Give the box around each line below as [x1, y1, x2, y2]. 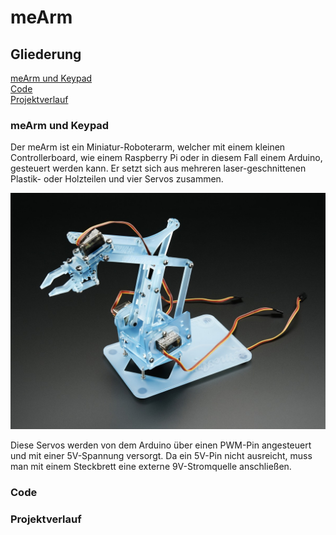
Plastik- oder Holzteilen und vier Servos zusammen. [10, 173, 224, 185]
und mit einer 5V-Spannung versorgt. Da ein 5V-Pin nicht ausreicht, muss [10, 450, 313, 462]
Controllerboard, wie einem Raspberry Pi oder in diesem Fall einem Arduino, [10, 152, 323, 164]
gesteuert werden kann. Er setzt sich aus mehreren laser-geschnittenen [10, 162, 307, 175]
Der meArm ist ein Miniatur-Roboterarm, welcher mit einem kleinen [10, 141, 286, 153]
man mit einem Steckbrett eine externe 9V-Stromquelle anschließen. [10, 461, 292, 473]
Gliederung [10, 46, 82, 63]
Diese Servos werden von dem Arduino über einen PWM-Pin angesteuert [10, 439, 312, 451]
